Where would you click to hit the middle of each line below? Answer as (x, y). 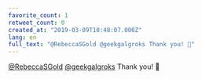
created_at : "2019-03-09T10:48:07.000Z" (75, 30)
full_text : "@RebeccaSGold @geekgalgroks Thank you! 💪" (101, 45)
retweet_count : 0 (37, 23)
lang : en (22, 37)
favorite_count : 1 (38, 15)
